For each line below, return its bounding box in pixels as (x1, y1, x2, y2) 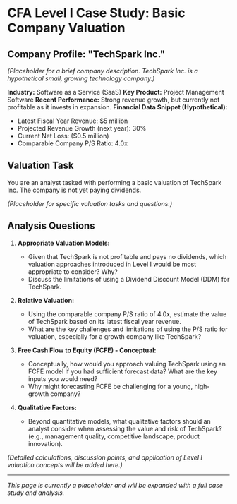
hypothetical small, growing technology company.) (7, 74, 155, 83)
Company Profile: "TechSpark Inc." (7, 48, 166, 60)
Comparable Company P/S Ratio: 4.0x (17, 139, 128, 148)
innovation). (28, 439, 63, 448)
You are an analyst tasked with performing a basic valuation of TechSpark (7, 178, 222, 186)
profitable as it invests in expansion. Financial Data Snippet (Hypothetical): (7, 103, 228, 111)
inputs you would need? (28, 374, 98, 383)
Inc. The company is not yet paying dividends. (7, 186, 142, 194)
